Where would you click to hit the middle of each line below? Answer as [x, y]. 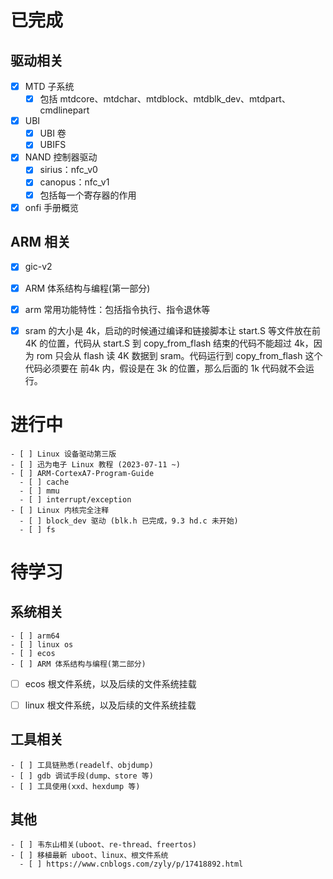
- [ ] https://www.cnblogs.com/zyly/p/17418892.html [131, 864]
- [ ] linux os [42, 644]
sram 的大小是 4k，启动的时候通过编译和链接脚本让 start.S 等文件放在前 [173, 330]
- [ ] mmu [39, 491]
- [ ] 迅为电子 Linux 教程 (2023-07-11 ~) [95, 464]
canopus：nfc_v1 [74, 182]
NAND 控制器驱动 [61, 157]
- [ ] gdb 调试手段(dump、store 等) [82, 776]
